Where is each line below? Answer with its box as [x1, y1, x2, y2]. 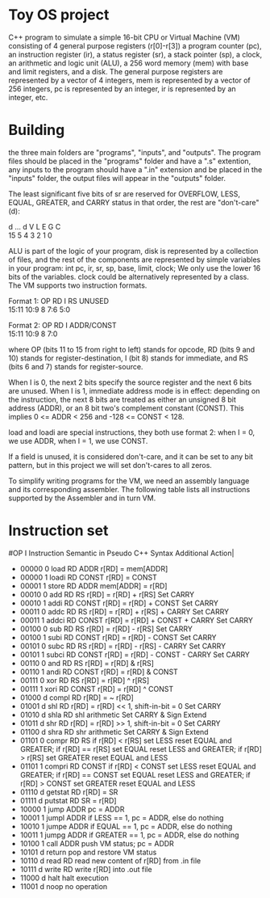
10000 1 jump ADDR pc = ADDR [19, 804, 125, 814]
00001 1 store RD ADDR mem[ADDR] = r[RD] [19, 580, 168, 591]
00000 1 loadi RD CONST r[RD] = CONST [19, 572, 157, 582]
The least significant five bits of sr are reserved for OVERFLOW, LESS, [8, 188, 240, 199]
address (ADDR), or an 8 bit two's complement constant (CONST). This [8, 403, 244, 413]
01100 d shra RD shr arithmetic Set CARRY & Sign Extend [19, 727, 209, 736]
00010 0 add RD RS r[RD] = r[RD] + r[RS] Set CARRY [19, 589, 195, 599]
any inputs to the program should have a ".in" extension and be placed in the [8, 164, 263, 175]
